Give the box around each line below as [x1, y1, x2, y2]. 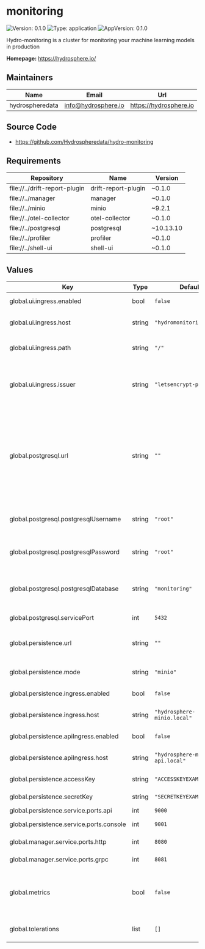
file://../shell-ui [9, 244, 52, 252]
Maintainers [6, 72, 54, 83]
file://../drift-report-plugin [9, 184, 85, 193]
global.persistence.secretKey [9, 792, 93, 801]
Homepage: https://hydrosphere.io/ [6, 54, 96, 62]
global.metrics [9, 888, 51, 897]
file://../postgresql [9, 224, 61, 233]
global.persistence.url [9, 639, 72, 647]
